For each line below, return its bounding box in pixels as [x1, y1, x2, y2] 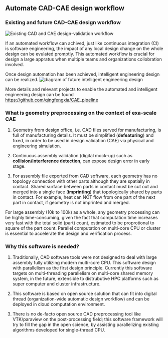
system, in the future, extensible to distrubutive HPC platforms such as [12, 275, 159, 282]
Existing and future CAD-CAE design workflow [5, 19, 121, 26]
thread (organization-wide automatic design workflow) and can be [12, 296, 149, 302]
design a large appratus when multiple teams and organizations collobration [5, 56, 162, 62]
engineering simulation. [12, 143, 61, 149]
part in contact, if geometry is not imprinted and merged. [12, 199, 130, 205]
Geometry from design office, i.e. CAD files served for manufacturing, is [12, 127, 161, 133]
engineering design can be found [5, 91, 74, 97]
